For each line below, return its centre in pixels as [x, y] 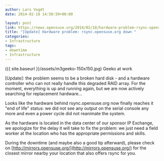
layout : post [18, 23]
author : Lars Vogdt [25, 10]
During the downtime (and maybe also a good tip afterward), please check [80, 142]
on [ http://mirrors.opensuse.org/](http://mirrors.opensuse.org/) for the [76, 148]
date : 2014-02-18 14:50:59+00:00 [39, 14]
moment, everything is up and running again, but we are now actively [74, 88]
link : [10, 27]
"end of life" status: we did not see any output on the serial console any [77, 108]
